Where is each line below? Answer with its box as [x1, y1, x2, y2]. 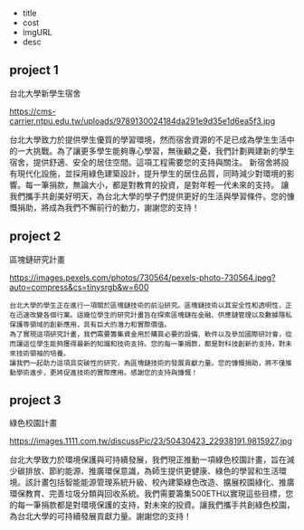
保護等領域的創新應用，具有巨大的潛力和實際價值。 [9, 320, 172, 329]
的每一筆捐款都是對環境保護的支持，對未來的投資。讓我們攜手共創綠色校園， [9, 499, 295, 510]
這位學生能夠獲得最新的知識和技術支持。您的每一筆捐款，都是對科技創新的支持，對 [22, 339, 286, 348]
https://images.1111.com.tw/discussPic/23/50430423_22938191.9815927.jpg [9, 436, 292, 447]
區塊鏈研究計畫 [9, 253, 65, 265]
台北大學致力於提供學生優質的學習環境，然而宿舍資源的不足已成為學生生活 [9, 134, 287, 145]
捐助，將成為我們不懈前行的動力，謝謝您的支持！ [16, 202, 200, 213]
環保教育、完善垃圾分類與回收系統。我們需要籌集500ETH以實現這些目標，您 [9, 488, 294, 499]
